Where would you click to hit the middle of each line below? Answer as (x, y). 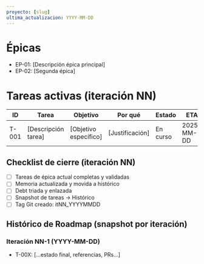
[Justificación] (129, 133)
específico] (86, 137)
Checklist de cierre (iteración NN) (71, 162)
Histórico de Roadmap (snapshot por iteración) (97, 224)
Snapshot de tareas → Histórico (55, 198)
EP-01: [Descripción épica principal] (60, 65)
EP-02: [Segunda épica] (45, 71)
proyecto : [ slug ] (28, 12)
